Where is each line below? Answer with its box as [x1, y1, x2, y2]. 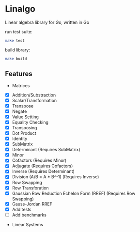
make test [5, 38, 25, 43]
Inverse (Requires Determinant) [12, 169, 75, 174]
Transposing [12, 124, 37, 130]
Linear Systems [12, 221, 44, 227]
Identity [12, 136, 28, 141]
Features [5, 70, 32, 78]
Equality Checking [12, 119, 48, 125]
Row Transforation [12, 185, 49, 191]
